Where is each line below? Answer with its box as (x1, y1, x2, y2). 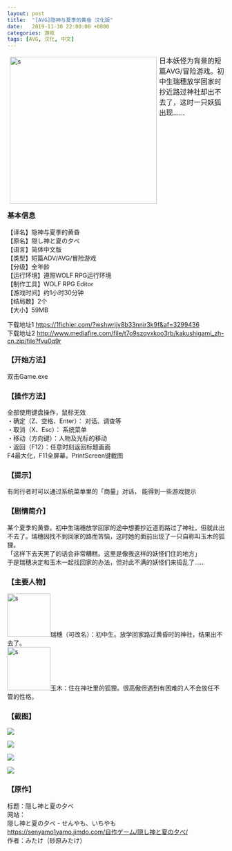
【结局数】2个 (7, 297, 48, 305)
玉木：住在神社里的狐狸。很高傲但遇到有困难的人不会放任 (50, 684, 214, 692)
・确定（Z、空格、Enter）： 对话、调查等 (7, 417, 122, 425)
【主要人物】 (7, 577, 50, 586)
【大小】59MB (7, 306, 48, 314)
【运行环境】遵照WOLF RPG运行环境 (7, 271, 112, 279)
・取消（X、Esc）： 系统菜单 (7, 426, 88, 434)
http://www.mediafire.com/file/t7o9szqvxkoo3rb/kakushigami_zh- (37, 329, 224, 337)
